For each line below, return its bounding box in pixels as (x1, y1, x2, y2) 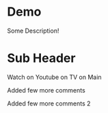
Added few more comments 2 (7, 99, 91, 108)
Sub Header (7, 50, 76, 66)
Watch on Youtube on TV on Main (7, 73, 102, 81)
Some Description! (7, 27, 59, 35)
